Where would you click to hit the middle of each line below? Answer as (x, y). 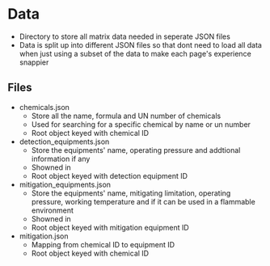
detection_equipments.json (64, 141)
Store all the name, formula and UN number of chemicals (126, 116)
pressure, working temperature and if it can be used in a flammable (143, 201)
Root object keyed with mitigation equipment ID (110, 227)
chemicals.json (44, 107)
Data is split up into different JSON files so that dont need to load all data (140, 44)
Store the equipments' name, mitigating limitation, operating (131, 193)
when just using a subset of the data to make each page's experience (135, 53)
